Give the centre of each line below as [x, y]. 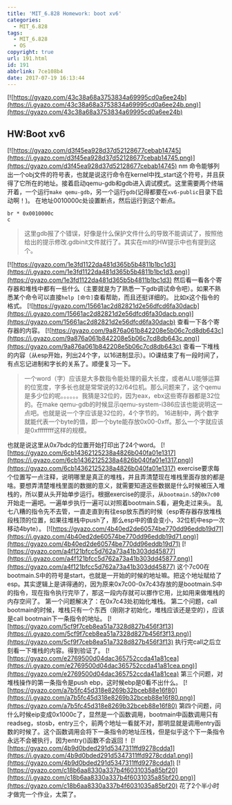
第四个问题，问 [200, 706]
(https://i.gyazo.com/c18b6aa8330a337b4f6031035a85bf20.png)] [101, 777]
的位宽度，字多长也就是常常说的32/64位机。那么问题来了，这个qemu [123, 387]
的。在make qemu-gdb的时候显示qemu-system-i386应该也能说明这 [120, 404]
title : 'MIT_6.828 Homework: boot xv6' [65, 13]
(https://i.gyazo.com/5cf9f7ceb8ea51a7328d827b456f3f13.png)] [99, 634]
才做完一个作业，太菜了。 [43, 795]
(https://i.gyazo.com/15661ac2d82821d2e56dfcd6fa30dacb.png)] [100, 314]
